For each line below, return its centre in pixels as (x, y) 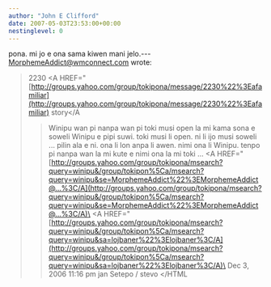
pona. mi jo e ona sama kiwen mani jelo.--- (80, 54)
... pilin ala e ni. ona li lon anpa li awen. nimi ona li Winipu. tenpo (154, 146)
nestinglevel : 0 (36, 31)
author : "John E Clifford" (54, 16)
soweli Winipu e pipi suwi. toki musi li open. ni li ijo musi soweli (152, 137)
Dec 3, (238, 266)
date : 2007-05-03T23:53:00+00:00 (65, 23)
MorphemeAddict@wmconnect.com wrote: (80, 62)
